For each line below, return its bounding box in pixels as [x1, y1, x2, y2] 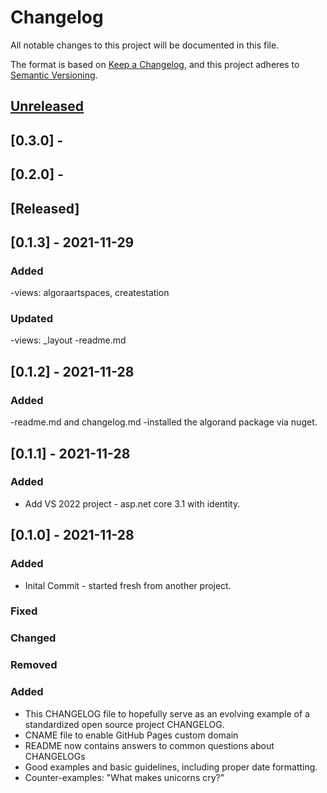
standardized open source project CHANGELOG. [24, 718, 225, 730]
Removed [10, 658, 58, 672]
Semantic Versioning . [10, 69, 98, 81]
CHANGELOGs [24, 750, 86, 762]
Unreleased [10, 98, 85, 115]
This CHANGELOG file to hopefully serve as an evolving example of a [24, 707, 310, 720]
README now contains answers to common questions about [24, 739, 275, 751]
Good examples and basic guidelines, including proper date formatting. [24, 761, 318, 773]
